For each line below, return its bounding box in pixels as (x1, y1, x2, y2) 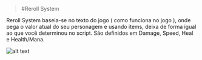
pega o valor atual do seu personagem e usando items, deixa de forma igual (6, 23, 197, 30)
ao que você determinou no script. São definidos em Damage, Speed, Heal (6, 29, 194, 37)
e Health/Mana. (6, 36, 45, 43)
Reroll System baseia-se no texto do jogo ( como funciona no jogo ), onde (6, 17, 191, 23)
